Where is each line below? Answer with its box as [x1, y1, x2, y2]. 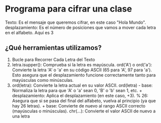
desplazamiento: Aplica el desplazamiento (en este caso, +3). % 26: [12, 92, 149, 98]
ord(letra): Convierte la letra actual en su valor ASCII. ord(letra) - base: [12, 82, 153, 88]
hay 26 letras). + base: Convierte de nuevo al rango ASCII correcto [12, 103, 145, 108]
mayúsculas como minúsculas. [12, 77, 74, 83]
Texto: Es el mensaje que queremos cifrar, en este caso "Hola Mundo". [5, 19, 146, 25]
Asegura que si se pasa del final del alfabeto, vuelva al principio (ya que [12, 98, 156, 104]
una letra [12, 113, 30, 119]
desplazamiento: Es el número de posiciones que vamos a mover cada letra [5, 24, 156, 30]
